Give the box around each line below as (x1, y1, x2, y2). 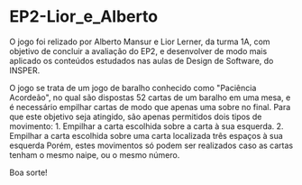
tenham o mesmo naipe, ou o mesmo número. (9, 149, 180, 160)
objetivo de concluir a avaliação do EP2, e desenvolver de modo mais (9, 45, 268, 56)
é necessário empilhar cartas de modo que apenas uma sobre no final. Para (9, 101, 291, 112)
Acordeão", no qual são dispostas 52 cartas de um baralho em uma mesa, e (9, 92, 291, 103)
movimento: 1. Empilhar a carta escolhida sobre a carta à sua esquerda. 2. (9, 120, 284, 132)
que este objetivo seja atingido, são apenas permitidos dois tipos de (9, 111, 262, 122)
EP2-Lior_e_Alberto (9, 6, 159, 27)
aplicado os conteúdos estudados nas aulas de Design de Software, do (9, 55, 274, 66)
